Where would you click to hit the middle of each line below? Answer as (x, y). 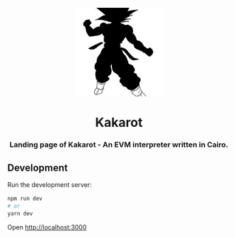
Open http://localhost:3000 (47, 227)
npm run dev (25, 198)
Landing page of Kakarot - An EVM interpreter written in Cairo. (119, 144)
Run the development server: (50, 184)
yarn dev (20, 213)
